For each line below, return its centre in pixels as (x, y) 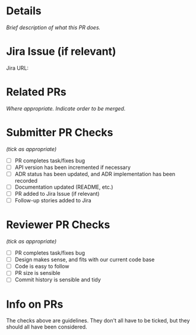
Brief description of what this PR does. (53, 27)
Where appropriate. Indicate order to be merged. (66, 108)
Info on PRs (35, 304)
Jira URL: (17, 68)
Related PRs (36, 92)
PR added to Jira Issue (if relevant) (57, 194)
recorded (26, 180)
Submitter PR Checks (60, 133)
